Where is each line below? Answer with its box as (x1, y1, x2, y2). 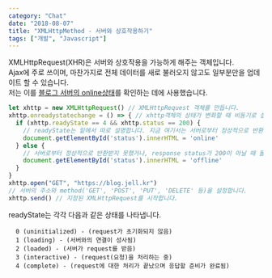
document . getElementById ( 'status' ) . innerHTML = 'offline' (23, 157, 223, 165)
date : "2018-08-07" (8, 19, 74, 27)
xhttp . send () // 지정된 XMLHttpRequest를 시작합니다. (8, 194, 178, 202)
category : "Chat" (8, 11, 67, 20)
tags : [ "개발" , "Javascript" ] (8, 34, 107, 43)
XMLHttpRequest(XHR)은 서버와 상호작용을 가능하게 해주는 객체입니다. (8, 57, 235, 67)
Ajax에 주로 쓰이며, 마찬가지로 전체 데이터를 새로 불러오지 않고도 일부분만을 (8, 68, 245, 78)
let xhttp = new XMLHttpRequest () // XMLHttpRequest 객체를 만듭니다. (8, 104, 240, 112)
